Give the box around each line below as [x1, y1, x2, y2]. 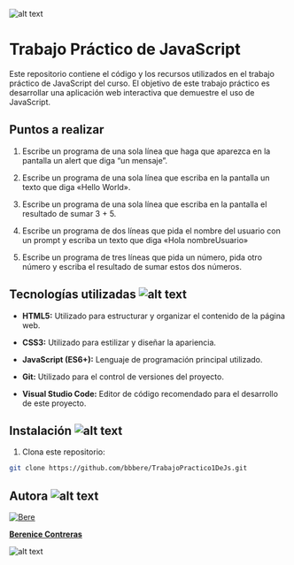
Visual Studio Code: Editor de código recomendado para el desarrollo [21, 388, 279, 399]
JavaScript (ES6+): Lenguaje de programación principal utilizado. [21, 354, 263, 364]
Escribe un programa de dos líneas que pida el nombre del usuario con [21, 225, 281, 236]
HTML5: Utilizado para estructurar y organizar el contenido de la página [21, 310, 286, 321]
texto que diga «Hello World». [21, 181, 131, 192]
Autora [9, 488, 49, 503]
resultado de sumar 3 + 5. [21, 208, 117, 218]
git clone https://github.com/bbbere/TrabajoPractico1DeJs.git [9, 464, 248, 473]
